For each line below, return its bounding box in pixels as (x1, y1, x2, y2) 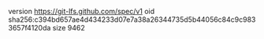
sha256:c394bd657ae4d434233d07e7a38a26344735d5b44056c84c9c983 (8, 15, 256, 24)
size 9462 (52, 23, 85, 32)
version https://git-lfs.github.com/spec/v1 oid (8, 7, 155, 16)
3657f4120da (8, 23, 51, 32)
